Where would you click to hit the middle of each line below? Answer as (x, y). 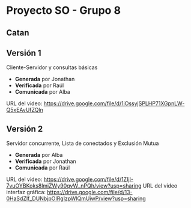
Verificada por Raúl (39, 85)
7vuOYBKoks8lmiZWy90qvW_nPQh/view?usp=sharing (74, 186)
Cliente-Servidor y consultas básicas (52, 67)
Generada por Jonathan (45, 79)
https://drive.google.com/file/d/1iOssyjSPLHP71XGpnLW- (114, 103)
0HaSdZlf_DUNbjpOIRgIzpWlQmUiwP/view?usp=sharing (76, 198)
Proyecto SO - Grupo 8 (64, 11)
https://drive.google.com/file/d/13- (90, 192)
